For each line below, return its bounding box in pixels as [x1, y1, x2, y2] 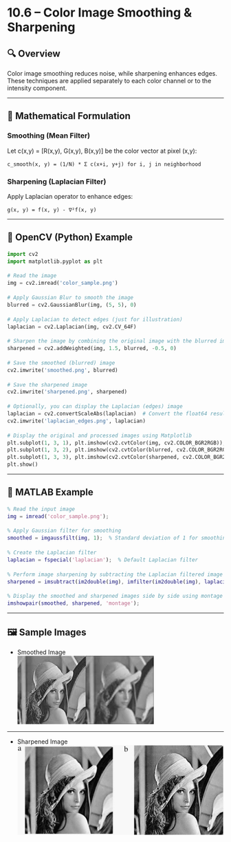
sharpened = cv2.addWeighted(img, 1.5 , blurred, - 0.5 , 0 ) [7, 345, 177, 352]
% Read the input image [7, 506, 76, 512]
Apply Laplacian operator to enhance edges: [7, 192, 133, 200]
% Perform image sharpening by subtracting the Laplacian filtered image [7, 571, 223, 578]
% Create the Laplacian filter [7, 549, 97, 557]
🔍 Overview [7, 47, 60, 59]
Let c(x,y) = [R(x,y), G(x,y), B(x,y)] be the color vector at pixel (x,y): [7, 147, 197, 155]
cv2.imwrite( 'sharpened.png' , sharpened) [7, 389, 128, 396]
